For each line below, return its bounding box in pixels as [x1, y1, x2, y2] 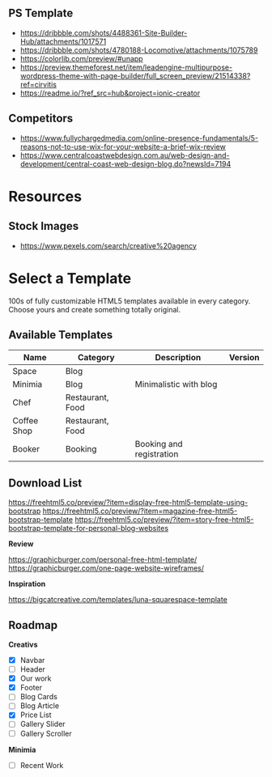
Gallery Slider [19, 720, 66, 729]
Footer [19, 683, 43, 693]
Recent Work [19, 760, 64, 770]
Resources [8, 187, 83, 206]
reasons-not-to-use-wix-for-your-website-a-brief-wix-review [19, 142, 227, 151]
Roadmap [8, 618, 58, 632]
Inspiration [8, 579, 46, 589]
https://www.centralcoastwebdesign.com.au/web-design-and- [19, 150, 230, 160]
